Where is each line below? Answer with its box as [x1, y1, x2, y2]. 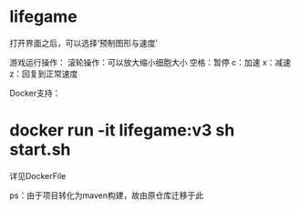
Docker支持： [9, 87, 61, 98]
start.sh [9, 139, 71, 160]
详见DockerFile [9, 170, 67, 181]
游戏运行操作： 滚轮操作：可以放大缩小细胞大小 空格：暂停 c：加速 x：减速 [9, 56, 292, 67]
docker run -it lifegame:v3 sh [9, 120, 235, 141]
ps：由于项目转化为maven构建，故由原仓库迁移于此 [9, 189, 203, 201]
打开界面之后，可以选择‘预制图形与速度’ [9, 37, 158, 48]
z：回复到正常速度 [9, 68, 78, 79]
